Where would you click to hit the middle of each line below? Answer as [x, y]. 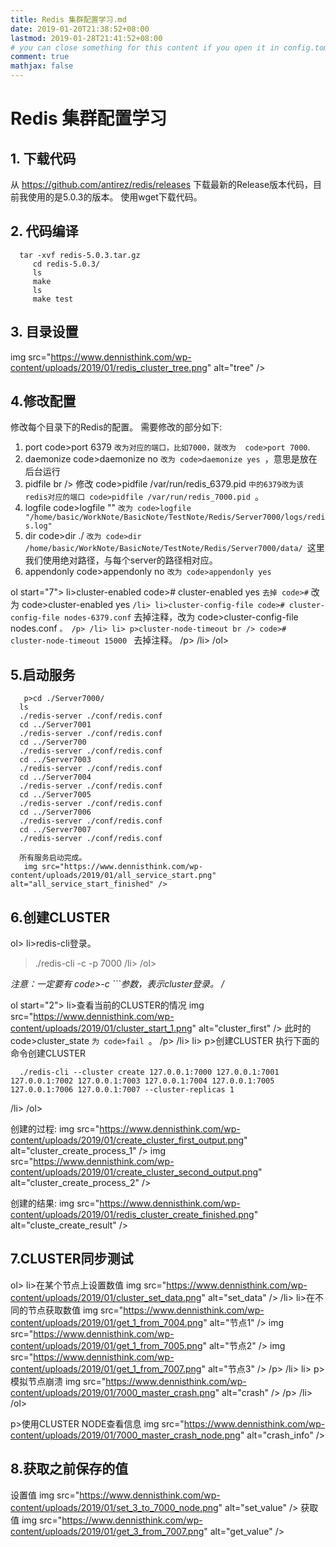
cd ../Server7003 [55, 760]
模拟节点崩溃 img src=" [58, 1381]
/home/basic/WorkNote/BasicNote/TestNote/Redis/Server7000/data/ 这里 [174, 548]
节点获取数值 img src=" [75, 1310]
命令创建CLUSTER [48, 1053]
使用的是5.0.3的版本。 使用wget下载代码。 [115, 197]
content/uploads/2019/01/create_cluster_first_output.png [127, 1140]
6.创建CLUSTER [60, 917]
